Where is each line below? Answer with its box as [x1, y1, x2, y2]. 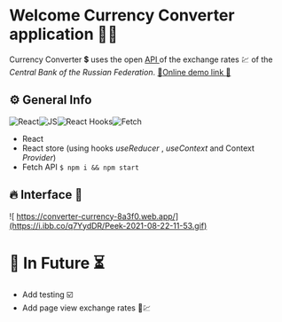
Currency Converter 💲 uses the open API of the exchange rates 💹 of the [9, 54, 273, 65]
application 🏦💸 [9, 24, 118, 44]
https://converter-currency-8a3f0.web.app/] [16, 210, 179, 222]
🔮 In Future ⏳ [9, 253, 105, 273]
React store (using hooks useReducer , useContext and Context [21, 143, 255, 153]
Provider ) [21, 152, 57, 162]
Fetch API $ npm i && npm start [21, 161, 139, 172]
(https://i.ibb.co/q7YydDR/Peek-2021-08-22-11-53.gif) [9, 220, 208, 231]
